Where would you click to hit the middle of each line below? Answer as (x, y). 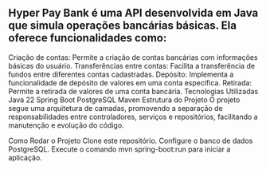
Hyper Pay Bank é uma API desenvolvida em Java (133, 13)
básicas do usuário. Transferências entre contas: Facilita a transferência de (132, 65)
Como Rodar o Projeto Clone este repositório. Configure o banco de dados (131, 140)
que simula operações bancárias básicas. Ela (123, 26)
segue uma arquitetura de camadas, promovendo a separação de (115, 108)
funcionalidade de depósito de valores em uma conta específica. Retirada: (130, 82)
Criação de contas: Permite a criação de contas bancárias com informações (133, 57)
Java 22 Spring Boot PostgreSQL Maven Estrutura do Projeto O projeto (124, 100)
